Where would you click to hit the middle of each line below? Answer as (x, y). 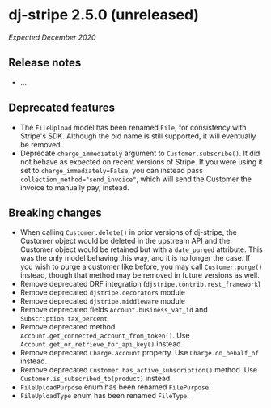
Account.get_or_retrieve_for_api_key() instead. (102, 344)
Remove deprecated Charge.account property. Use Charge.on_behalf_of (139, 353)
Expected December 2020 (52, 37)
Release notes (45, 63)
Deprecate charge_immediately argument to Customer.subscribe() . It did (140, 153)
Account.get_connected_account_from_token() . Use (105, 336)
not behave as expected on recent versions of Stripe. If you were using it (141, 161)
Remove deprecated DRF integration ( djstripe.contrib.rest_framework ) (140, 284)
